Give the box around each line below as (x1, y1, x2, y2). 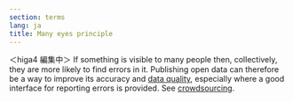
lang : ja (9, 21, 42, 30)
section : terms (9, 12, 66, 22)
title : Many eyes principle (9, 29, 114, 38)
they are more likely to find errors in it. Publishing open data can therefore (9, 64, 280, 75)
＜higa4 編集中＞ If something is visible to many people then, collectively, (9, 55, 278, 65)
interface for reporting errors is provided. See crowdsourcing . (9, 83, 235, 93)
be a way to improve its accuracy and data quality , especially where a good (9, 74, 285, 84)
